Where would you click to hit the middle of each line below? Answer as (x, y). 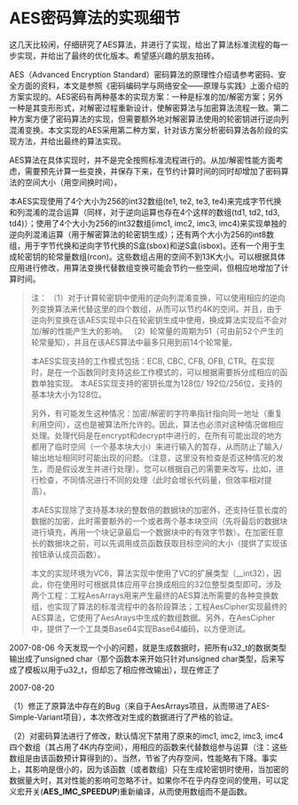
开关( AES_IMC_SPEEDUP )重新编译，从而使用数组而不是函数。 (138, 791)
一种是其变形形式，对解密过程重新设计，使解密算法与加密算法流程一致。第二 (149, 108)
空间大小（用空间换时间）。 (73, 182)
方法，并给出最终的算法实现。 (71, 141)
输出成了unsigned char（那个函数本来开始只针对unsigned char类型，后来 (143, 658)
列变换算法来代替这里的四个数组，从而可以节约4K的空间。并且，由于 (157, 308)
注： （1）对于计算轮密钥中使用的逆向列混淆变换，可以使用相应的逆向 (158, 298)
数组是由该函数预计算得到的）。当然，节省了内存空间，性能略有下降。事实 (143, 758)
